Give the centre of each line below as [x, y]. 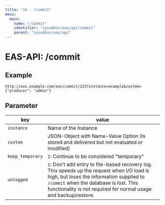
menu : [11, 14]
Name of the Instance [72, 128]
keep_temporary [25, 156]
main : [15, 19]
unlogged [18, 180]
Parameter [22, 106]
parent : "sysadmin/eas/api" [42, 33]
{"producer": [18, 91]
